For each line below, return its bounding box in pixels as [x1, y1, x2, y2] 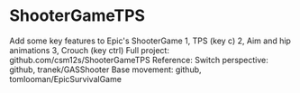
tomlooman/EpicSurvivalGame [9, 73, 122, 84]
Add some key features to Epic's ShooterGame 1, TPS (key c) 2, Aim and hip [9, 35, 291, 46]
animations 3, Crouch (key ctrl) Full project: [9, 44, 169, 55]
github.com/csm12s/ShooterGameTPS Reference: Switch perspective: [9, 54, 268, 65]
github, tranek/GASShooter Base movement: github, [9, 64, 202, 75]
